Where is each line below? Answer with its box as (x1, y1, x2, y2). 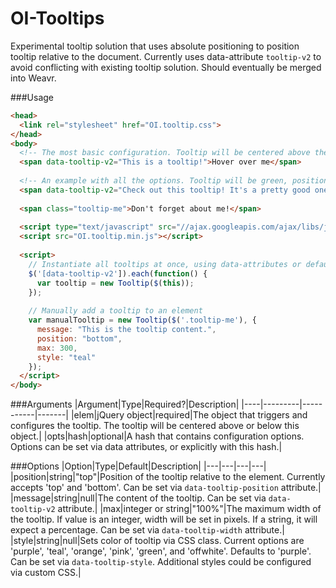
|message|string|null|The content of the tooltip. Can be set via (10, 492, 267, 504)
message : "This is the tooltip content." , (36, 325, 217, 335)
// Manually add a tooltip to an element (28, 306, 203, 316)
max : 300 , (36, 343, 78, 353)
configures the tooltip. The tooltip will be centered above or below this (10, 420, 300, 432)
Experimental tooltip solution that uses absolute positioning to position (10, 40, 300, 52)
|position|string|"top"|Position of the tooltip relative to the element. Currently (10, 471, 326, 483)
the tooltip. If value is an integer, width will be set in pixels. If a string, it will (10, 513, 318, 526)
